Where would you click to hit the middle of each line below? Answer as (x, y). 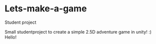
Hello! (11, 37)
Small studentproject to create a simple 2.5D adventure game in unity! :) (78, 32)
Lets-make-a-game (46, 9)
